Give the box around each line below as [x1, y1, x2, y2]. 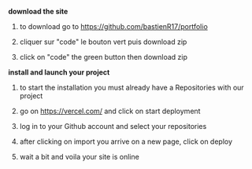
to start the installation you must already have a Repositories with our [19, 83, 244, 92]
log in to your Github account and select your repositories [19, 122, 207, 130]
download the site [8, 7, 69, 16]
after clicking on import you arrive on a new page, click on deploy [19, 137, 233, 146]
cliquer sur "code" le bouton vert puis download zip [19, 37, 187, 46]
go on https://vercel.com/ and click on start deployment [19, 106, 201, 116]
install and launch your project [8, 68, 110, 77]
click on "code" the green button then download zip [19, 53, 187, 61]
